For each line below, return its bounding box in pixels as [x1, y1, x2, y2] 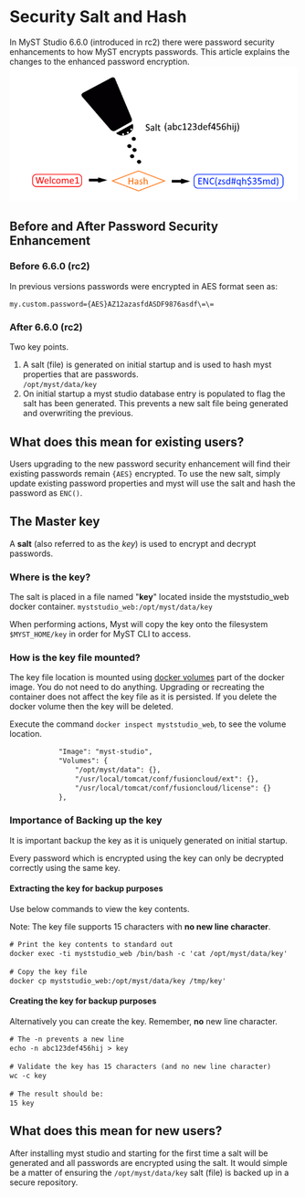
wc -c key [9, 1071, 47, 1081]
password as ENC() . [9, 487, 83, 499]
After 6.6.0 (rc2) [9, 320, 84, 333]
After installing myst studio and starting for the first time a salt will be [9, 1148, 268, 1159]
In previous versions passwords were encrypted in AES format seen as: [9, 280, 279, 291]
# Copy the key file [9, 967, 89, 976]
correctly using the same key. [9, 862, 121, 873]
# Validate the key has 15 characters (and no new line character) [9, 1062, 272, 1072]
